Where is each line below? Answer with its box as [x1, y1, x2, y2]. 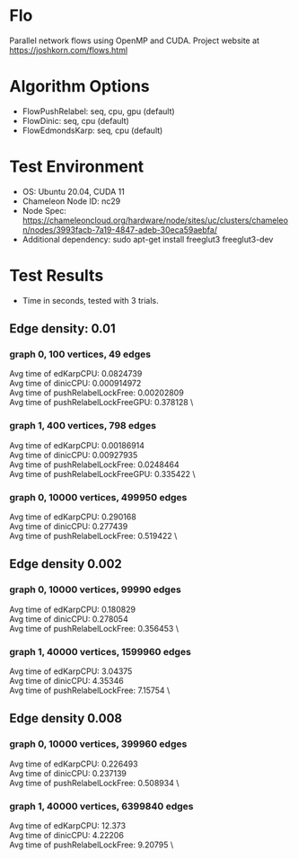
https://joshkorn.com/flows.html [9, 44, 128, 55]
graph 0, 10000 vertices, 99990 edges [9, 583, 181, 596]
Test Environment [9, 156, 145, 177]
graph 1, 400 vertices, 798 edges [9, 420, 157, 432]
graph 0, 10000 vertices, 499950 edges [9, 491, 188, 503]
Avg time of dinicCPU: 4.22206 [9, 830, 124, 840]
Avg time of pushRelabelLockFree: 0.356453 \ [9, 623, 180, 633]
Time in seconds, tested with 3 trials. [22, 295, 159, 306]
